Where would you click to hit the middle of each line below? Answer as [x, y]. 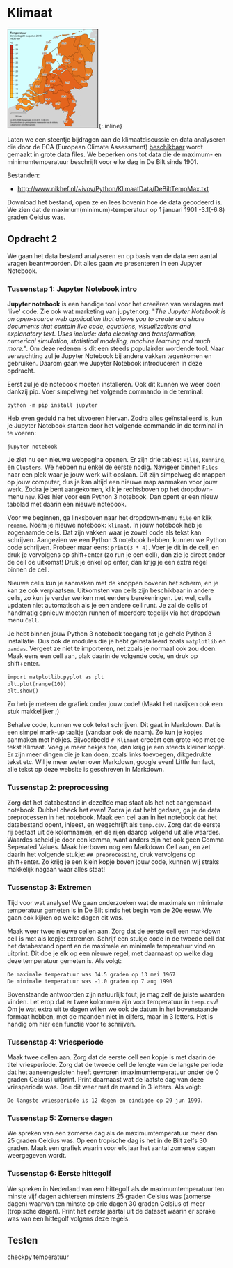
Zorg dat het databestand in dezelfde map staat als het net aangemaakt [110, 803]
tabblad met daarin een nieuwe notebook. [67, 505]
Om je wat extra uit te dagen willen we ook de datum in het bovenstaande [112, 1009]
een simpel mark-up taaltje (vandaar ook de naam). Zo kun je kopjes [105, 732]
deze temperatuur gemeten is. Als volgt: [64, 960]
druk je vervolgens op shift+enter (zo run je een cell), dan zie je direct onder [116, 555]
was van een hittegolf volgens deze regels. [69, 1218]
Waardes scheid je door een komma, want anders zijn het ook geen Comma [116, 840]
